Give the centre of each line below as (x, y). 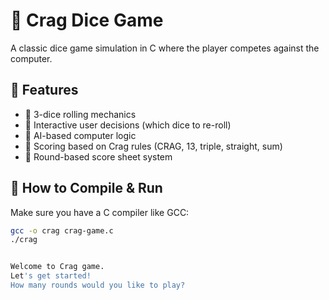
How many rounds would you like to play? (98, 285)
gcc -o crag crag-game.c (62, 230)
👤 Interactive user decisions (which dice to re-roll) (128, 125)
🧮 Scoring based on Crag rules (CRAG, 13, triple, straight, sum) (153, 146)
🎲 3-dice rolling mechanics (80, 114)
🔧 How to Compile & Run (86, 188)
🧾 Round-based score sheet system (98, 156)
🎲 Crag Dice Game (87, 20)
